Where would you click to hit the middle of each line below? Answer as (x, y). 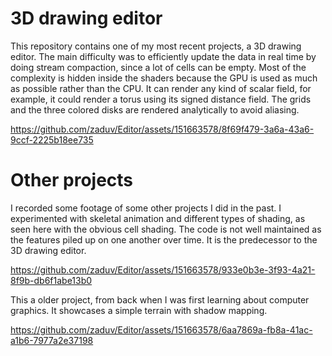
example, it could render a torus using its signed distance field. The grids (161, 99)
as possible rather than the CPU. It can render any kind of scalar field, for (161, 88)
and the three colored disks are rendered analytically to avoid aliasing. (155, 109)
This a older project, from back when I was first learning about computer (160, 299)
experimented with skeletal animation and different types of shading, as (158, 218)
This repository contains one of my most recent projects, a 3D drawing (156, 46)
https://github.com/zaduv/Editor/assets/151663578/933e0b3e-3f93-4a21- (163, 269)
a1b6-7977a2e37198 (52, 340)
